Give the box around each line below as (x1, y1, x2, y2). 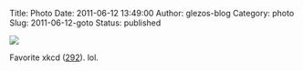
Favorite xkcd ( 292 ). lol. (9, 52, 99, 63)
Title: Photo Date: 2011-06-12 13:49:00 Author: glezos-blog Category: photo (9, 8, 295, 18)
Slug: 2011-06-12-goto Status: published (9, 17, 162, 28)
